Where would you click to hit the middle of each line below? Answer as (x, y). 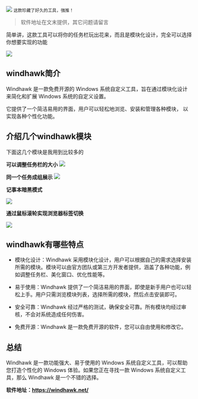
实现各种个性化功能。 (32, 116)
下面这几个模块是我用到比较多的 (45, 152)
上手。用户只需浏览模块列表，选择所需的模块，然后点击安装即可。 (100, 295)
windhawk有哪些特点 (45, 245)
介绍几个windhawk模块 (49, 137)
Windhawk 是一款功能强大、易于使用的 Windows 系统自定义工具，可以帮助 (97, 363)
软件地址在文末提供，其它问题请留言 (65, 22)
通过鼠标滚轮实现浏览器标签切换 (45, 213)
